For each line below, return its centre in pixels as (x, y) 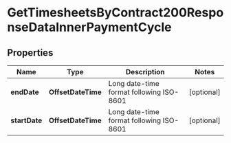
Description (145, 72)
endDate (25, 92)
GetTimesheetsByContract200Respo (115, 13)
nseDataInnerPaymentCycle (89, 27)
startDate (26, 120)
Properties (30, 53)
